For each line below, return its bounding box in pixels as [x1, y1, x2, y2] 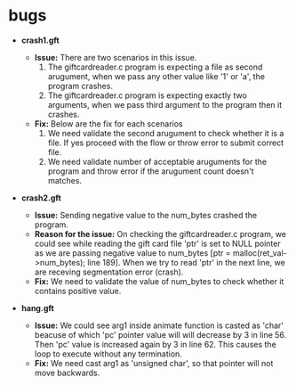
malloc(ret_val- [233, 247, 287, 258]
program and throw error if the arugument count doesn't [47, 166, 254, 176]
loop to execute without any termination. [34, 348, 183, 359]
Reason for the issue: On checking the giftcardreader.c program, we [34, 228, 286, 239]
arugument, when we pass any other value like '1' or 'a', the [47, 70, 266, 81]
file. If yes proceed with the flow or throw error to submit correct [47, 137, 284, 148]
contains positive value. [34, 285, 122, 296]
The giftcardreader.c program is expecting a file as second [47, 61, 263, 72]
